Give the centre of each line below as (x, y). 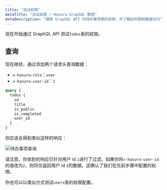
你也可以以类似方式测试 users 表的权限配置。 (50, 182)
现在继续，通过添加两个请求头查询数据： (47, 64)
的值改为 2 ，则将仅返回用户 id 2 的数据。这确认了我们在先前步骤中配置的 (78, 165)
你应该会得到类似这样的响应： (36, 138)
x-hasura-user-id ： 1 (34, 81)
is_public (24, 109)
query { (13, 90)
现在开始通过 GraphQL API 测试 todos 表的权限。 (54, 34)
